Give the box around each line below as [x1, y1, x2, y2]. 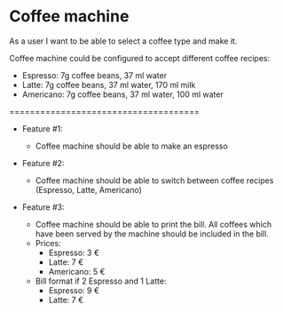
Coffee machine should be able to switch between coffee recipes [35, 175, 274, 186]
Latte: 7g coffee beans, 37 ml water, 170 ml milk [21, 79, 196, 90]
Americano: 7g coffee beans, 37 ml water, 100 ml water [21, 89, 224, 100]
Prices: [35, 237, 61, 248]
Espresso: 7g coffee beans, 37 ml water [21, 69, 167, 81]
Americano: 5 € [48, 266, 106, 276]
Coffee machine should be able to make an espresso [35, 140, 228, 151]
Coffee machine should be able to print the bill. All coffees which [35, 219, 272, 229]
